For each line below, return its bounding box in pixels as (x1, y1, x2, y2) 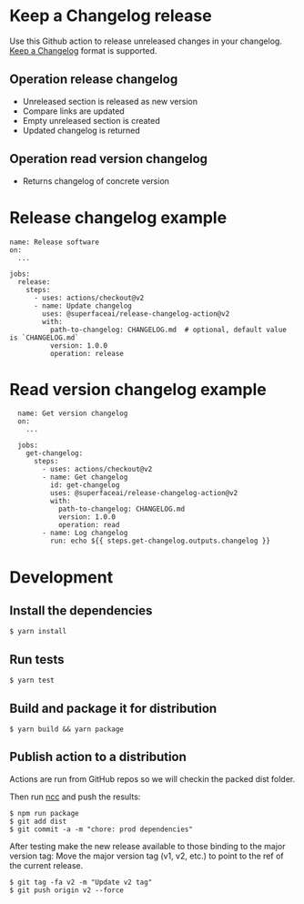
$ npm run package (9, 808, 79, 818)
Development (9, 566, 114, 587)
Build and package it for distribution (9, 700, 218, 716)
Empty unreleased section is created (22, 115, 161, 126)
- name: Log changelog (42, 529, 128, 538)
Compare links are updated (22, 106, 125, 117)
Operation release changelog (9, 72, 178, 87)
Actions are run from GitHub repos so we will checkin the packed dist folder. (9, 773, 296, 784)
